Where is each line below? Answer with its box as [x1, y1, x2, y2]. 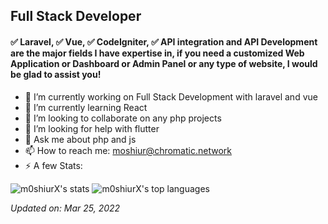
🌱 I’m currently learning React [24, 101, 148, 113]
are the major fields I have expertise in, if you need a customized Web [10, 47, 305, 59]
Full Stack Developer [10, 8, 142, 25]
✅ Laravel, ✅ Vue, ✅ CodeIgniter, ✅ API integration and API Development [10, 35, 318, 48]
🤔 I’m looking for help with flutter [24, 122, 160, 134]
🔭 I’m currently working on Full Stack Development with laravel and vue [24, 90, 318, 103]
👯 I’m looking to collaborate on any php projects [24, 112, 222, 124]
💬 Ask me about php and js [24, 133, 137, 145]
